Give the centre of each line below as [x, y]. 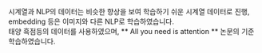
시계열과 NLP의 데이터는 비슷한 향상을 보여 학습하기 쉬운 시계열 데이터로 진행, [129, 11]
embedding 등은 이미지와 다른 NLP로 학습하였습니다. [91, 21]
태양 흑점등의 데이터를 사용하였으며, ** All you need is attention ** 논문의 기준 [131, 31]
